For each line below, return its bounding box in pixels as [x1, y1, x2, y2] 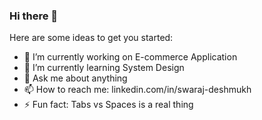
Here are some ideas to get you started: [9, 32, 174, 44]
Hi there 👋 [9, 9, 59, 23]
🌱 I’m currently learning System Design [23, 62, 185, 74]
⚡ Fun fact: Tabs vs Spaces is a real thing [23, 99, 194, 111]
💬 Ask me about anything [23, 72, 128, 84]
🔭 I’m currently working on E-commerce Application [23, 51, 238, 63]
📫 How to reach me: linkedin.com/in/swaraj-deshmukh [23, 84, 252, 96]
